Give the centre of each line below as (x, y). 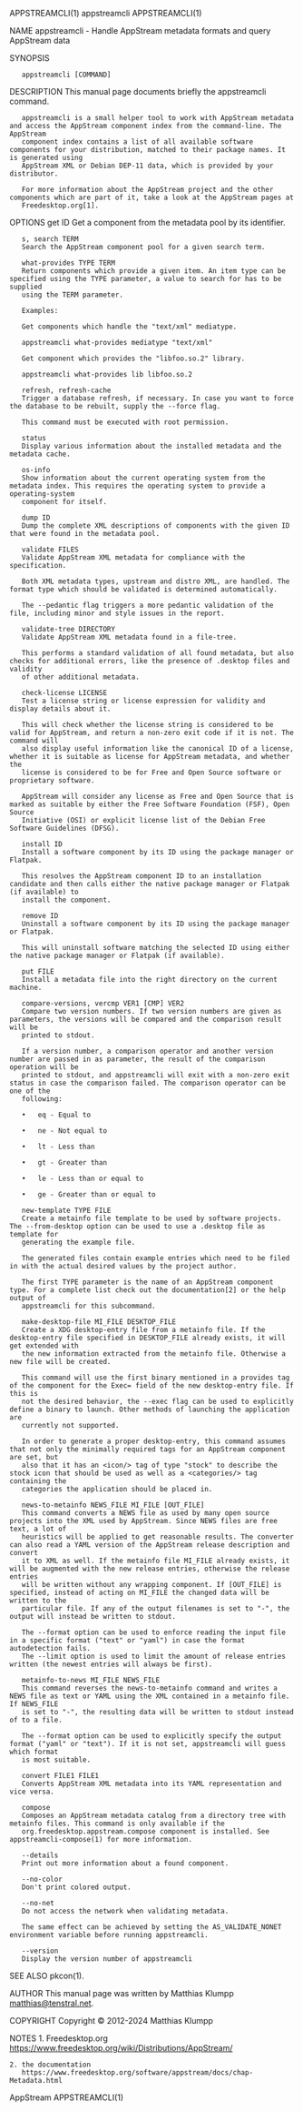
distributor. (34, 174)
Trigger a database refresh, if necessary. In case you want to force (158, 399)
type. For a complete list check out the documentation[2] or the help (147, 1290)
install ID (42, 844)
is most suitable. (56, 1760)
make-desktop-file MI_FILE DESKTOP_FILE (99, 1322)
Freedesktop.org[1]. (60, 206)
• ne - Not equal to (64, 1131)
